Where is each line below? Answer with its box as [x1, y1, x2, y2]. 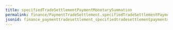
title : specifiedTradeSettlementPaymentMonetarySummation [5, 7, 132, 13]
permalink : [5, 12, 29, 17]
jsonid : [5, 17, 22, 22]
